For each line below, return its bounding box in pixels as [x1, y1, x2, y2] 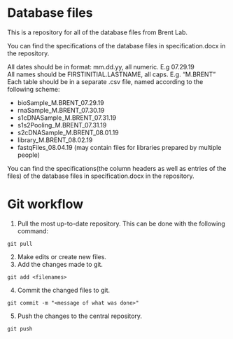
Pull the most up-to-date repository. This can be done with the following [17, 219, 225, 228]
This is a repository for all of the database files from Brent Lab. [7, 28, 188, 36]
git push [7, 325, 33, 332]
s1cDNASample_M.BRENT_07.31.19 [17, 113, 117, 122]
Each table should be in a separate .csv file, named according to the [7, 77, 204, 85]
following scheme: [7, 85, 61, 93]
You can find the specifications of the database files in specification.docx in [7, 41, 226, 50]
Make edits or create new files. [17, 252, 107, 261]
